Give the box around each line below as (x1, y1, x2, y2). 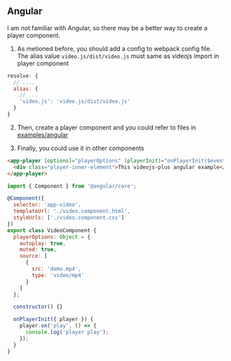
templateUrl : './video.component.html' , (13, 208, 131, 215)
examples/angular (16, 130, 69, 138)
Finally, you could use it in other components (16, 144, 144, 152)
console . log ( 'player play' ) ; (25, 329, 109, 336)
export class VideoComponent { (7, 227, 97, 234)
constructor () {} (13, 303, 63, 311)
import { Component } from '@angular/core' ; (7, 183, 137, 189)
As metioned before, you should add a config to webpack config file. (16, 44, 212, 52)
